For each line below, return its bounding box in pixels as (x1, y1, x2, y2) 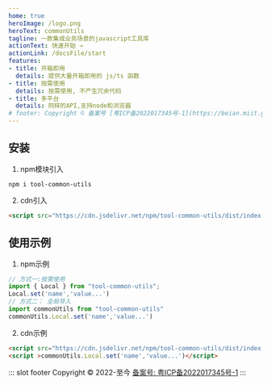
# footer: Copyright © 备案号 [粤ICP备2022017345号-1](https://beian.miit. (8, 110, 261, 118)
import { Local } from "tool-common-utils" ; (8, 282, 161, 291)
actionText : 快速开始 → (8, 42, 83, 50)
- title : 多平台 (8, 94, 60, 103)
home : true (8, 11, 45, 20)
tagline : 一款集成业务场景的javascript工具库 (8, 34, 149, 43)
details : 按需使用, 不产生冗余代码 (15, 86, 122, 95)
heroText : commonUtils (8, 27, 85, 35)
